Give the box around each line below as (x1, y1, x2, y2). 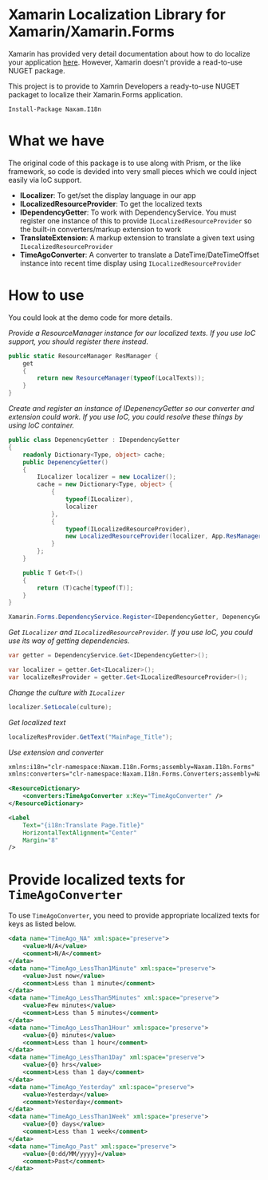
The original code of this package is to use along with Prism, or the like (8, 158, 242, 168)
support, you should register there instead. (8, 337, 149, 346)
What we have (8, 132, 105, 150)
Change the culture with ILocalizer (8, 688, 125, 697)
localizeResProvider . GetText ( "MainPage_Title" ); (8, 732, 173, 741)
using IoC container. (8, 420, 75, 430)
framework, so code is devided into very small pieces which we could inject (8, 166, 258, 176)
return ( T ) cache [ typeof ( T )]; (37, 584, 134, 592)
